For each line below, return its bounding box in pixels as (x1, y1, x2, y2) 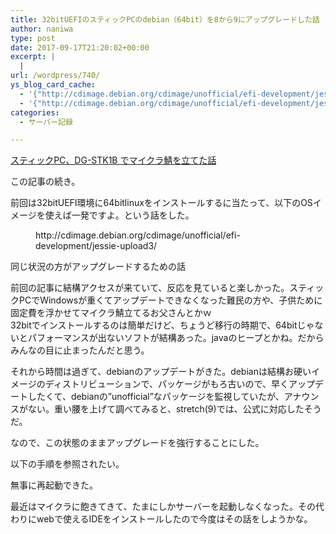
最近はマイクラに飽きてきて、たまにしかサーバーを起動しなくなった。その (10, 501, 317, 513)
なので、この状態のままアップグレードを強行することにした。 (10, 437, 265, 449)
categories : (10, 107, 60, 118)
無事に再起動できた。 (10, 479, 98, 491)
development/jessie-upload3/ (35, 240, 158, 252)
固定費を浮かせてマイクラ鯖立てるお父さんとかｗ (10, 307, 212, 319)
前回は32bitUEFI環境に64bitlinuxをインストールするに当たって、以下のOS (10, 197, 313, 209)
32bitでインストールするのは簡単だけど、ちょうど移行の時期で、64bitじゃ (10, 319, 315, 331)
